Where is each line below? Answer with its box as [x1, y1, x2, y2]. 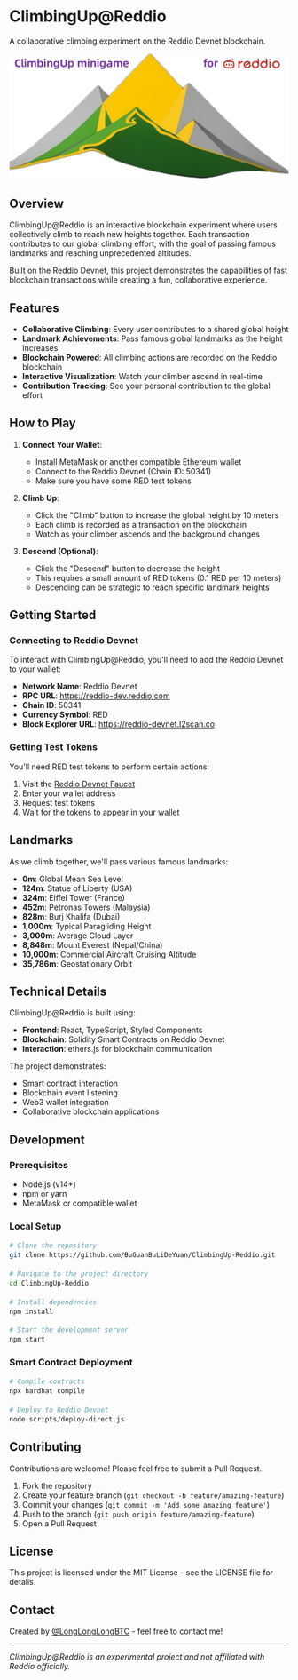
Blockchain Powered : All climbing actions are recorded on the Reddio [21, 352, 278, 362]
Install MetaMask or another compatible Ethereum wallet [35, 456, 242, 467]
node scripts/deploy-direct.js [9, 1414, 125, 1423]
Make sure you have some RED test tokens [35, 475, 192, 486]
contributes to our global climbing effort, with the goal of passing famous [9, 238, 277, 250]
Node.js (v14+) [21, 1179, 77, 1190]
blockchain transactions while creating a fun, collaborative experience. [9, 275, 268, 285]
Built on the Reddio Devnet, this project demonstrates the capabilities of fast [9, 265, 288, 276]
